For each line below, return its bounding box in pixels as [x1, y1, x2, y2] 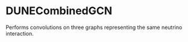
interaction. [5, 30, 34, 37]
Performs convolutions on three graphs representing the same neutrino [5, 24, 183, 31]
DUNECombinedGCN [5, 4, 113, 18]
